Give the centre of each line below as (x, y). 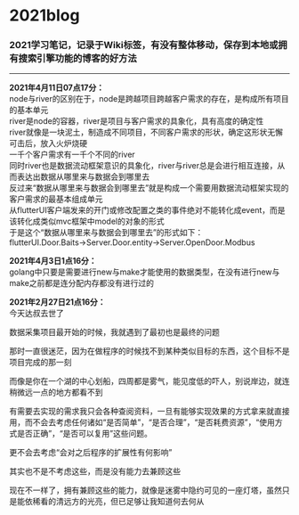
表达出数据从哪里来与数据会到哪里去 (83, 177)
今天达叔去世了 (36, 314)
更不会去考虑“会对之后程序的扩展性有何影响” (91, 453)
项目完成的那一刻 (40, 363)
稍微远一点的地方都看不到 (56, 392)
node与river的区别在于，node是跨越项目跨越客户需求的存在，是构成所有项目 (149, 99)
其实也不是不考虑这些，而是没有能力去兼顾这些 (95, 471)
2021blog (44, 16)
